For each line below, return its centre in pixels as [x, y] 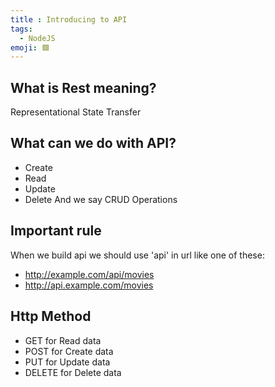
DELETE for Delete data [73, 372]
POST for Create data [69, 351]
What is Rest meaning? [83, 87]
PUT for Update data [67, 362]
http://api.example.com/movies [89, 285]
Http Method [51, 316]
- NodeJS [37, 38]
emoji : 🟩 [30, 47]
